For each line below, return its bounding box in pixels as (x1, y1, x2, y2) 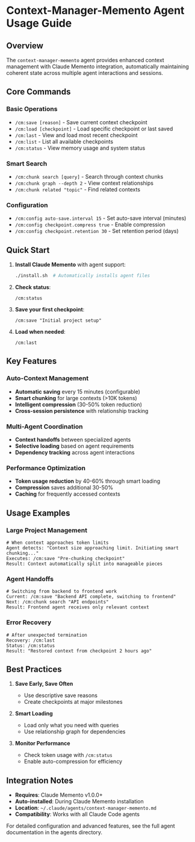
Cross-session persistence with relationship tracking (14, 407, 149, 414)
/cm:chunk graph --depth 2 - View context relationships (14, 179, 153, 187)
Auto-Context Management (6, 374, 89, 383)
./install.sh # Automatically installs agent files (14, 273, 150, 279)
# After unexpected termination (6, 632, 87, 638)
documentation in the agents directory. (6, 829, 103, 836)
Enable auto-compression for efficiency (23, 758, 122, 765)
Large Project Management (6, 526, 87, 534)
